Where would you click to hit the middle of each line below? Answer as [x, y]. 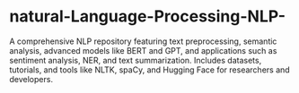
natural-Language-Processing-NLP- [147, 17]
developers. [31, 79]
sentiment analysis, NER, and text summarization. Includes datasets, [136, 60]
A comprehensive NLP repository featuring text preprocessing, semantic [143, 41]
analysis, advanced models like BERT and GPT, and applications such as [143, 50]
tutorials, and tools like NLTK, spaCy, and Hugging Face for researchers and [149, 70]
